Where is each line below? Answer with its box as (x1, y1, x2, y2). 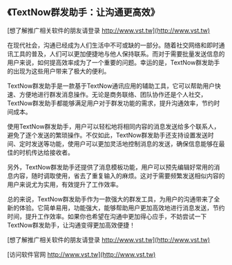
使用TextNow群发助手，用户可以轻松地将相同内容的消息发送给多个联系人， (7, 122, 220, 130)
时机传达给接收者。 (19, 148, 74, 156)
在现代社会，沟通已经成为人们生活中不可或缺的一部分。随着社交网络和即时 (7, 41, 219, 49)
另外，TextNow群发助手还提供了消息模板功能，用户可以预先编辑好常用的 (7, 163, 214, 171)
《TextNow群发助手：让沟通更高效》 (7, 6, 160, 19)
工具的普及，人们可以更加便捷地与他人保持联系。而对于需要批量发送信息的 (12, 49, 225, 57)
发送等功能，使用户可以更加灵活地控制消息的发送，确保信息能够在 (30, 139, 219, 147)
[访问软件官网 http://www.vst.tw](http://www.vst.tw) (7, 250, 156, 258)
